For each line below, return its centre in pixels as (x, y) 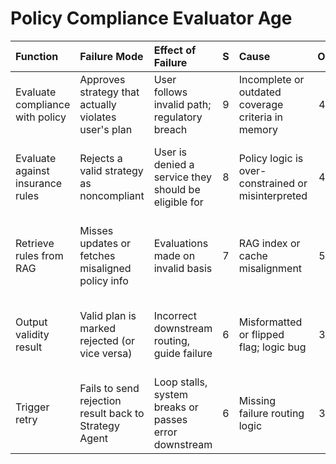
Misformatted (270, 322)
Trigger (32, 407)
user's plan (106, 129)
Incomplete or (271, 79)
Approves (102, 79)
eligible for (178, 202)
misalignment (270, 268)
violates (98, 117)
